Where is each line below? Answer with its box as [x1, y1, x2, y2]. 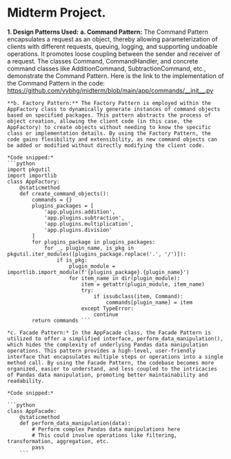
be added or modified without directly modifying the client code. [7, 141, 205, 149]
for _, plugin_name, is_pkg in [43, 244, 134, 251]
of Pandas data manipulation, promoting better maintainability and [7, 371, 208, 378]
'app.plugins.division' [43, 226, 112, 233]
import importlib [7, 172, 57, 179]
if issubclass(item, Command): [93, 293, 184, 300]
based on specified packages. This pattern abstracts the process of [7, 112, 212, 119]
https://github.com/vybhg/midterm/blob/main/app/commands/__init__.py [7, 86, 214, 95]
